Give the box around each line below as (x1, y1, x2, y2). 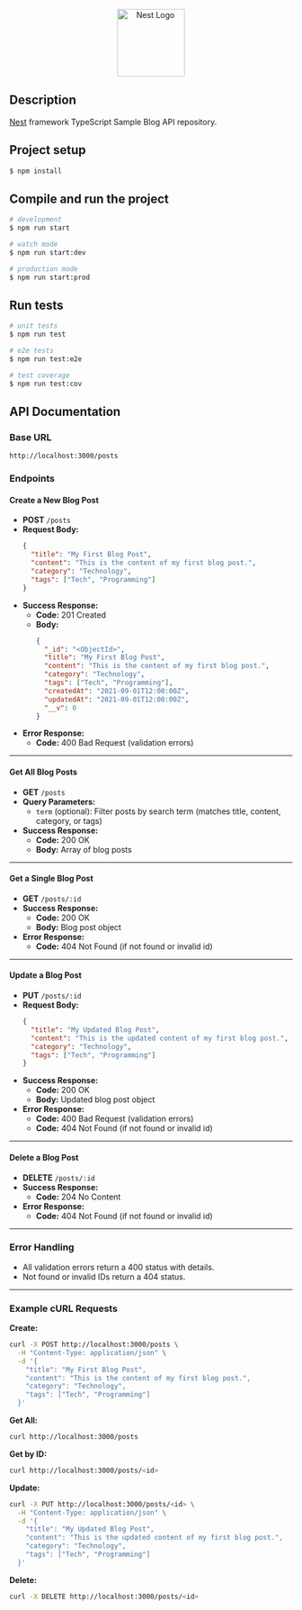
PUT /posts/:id (22, 990, 82, 1001)
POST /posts (22, 514, 71, 526)
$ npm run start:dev (9, 248, 87, 257)
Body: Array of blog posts (35, 844, 132, 855)
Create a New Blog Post (9, 494, 99, 505)
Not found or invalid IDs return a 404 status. (22, 1271, 186, 1282)
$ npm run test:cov (9, 379, 83, 388)
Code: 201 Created (35, 609, 106, 620)
